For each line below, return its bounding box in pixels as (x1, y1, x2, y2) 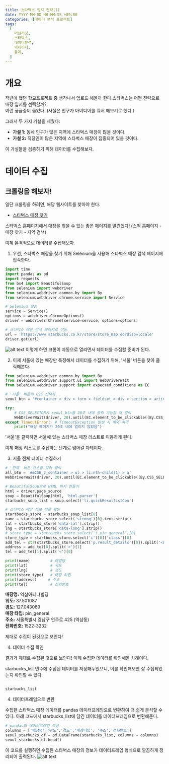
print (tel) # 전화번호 (5, 582, 69, 587)
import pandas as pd (5, 271, 49, 277)
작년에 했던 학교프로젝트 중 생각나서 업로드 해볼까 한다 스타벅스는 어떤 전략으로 (5, 95, 160, 101)
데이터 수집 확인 (12, 644, 44, 650)
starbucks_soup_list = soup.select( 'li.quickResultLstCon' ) (5, 498, 134, 503)
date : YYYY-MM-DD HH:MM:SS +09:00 (5, 12, 78, 17)
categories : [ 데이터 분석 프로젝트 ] (5, 17, 73, 22)
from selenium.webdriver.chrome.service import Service (5, 295, 125, 300)
